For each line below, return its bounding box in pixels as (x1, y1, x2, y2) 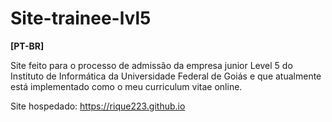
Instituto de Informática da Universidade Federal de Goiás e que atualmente (10, 70, 322, 82)
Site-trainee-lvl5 (10, 7, 152, 30)
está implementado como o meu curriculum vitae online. (10, 80, 243, 92)
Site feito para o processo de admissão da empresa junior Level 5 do (10, 59, 293, 71)
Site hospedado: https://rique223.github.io (10, 100, 186, 112)
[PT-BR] (10, 40, 45, 52)
